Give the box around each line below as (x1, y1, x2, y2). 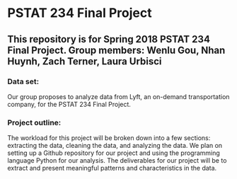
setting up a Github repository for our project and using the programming (7, 149, 221, 157)
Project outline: (7, 117, 62, 127)
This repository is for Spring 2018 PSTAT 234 (7, 33, 211, 45)
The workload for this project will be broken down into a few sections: (7, 134, 211, 142)
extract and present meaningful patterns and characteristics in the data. (7, 164, 217, 173)
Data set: (7, 76, 40, 86)
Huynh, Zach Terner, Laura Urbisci (7, 55, 162, 67)
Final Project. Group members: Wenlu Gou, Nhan (7, 44, 226, 56)
